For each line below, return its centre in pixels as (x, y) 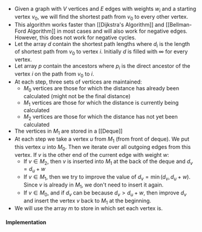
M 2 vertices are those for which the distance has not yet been (100, 118)
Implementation (26, 222)
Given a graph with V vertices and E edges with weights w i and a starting (105, 10)
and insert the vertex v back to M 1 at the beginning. (87, 201)
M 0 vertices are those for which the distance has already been (101, 89)
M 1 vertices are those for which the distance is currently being (101, 103)
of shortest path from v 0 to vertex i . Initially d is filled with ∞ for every (101, 52)
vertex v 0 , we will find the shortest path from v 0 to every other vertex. (101, 17)
